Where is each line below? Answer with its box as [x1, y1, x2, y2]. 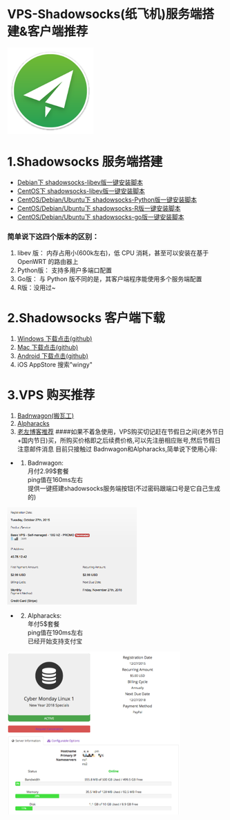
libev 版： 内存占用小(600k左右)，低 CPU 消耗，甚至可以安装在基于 [17, 249, 209, 257]
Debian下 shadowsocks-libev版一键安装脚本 [17, 178, 144, 186]
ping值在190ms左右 [27, 628, 84, 637]
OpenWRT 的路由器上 [17, 258, 79, 266]
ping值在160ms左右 [27, 476, 84, 484]
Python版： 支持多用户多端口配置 [17, 266, 113, 274]
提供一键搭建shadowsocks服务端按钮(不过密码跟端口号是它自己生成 [27, 484, 221, 492]
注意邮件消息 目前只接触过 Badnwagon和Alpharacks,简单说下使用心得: [17, 445, 218, 454]
